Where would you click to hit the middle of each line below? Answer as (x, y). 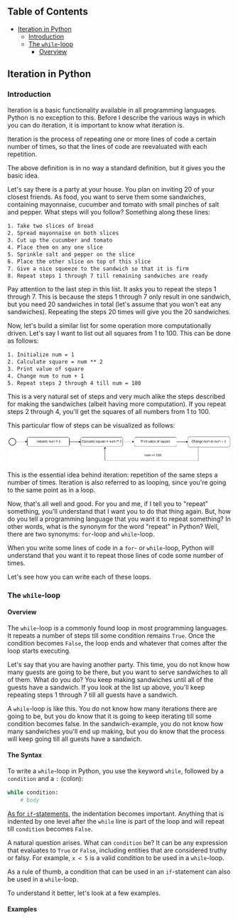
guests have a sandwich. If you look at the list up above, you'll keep (106, 687)
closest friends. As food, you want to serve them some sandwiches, (107, 197)
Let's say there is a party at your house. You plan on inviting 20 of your (111, 189)
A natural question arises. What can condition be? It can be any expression (118, 842)
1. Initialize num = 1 (41, 355)
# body (30, 800)
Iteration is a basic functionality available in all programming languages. (112, 110)
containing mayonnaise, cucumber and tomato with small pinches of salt (113, 204)
